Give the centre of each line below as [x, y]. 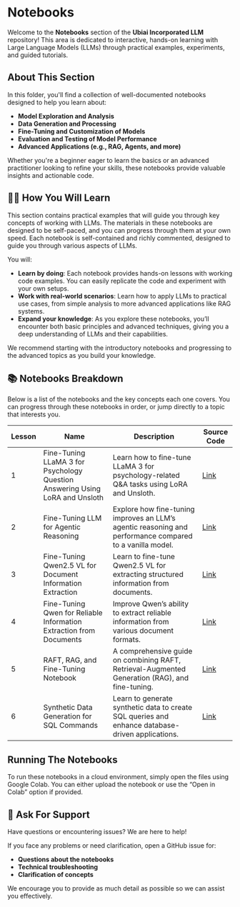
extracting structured [148, 574]
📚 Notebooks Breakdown [65, 378]
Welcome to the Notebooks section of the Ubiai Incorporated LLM [106, 32]
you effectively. [30, 896]
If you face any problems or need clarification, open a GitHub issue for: [112, 846]
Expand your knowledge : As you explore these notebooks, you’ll [113, 319]
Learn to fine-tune [144, 556]
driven [124, 734]
